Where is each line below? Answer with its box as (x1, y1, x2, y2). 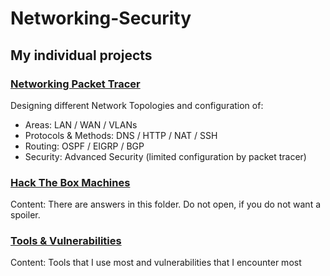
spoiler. (10, 209, 41, 221)
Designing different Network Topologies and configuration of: (10, 99, 264, 111)
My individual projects (10, 47, 153, 64)
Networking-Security (10, 7, 192, 30)
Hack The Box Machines (10, 175, 131, 189)
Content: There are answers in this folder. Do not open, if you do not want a (10, 198, 322, 211)
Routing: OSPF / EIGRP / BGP (24, 140, 145, 152)
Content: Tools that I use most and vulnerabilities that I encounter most (10, 257, 302, 269)
